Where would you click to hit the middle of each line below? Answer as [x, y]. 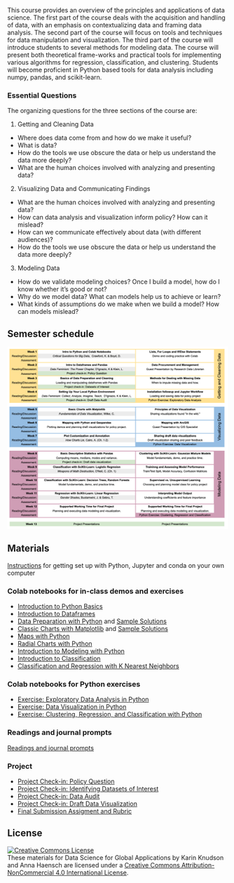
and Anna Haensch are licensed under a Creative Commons [94, 865]
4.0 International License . [92, 872]
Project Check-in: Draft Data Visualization [77, 804]
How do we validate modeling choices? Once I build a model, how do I [118, 282]
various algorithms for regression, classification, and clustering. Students [113, 62]
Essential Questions [42, 95]
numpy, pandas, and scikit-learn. [55, 77]
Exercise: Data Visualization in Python [72, 707]
